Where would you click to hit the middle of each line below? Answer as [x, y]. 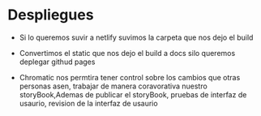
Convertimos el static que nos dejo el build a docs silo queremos [127, 53]
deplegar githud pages [57, 62]
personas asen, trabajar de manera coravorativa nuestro [113, 86]
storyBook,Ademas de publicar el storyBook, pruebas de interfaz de [133, 94]
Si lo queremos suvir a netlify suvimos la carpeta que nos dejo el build [136, 37]
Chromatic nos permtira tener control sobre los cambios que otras [130, 77]
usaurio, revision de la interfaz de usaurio [89, 103]
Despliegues [51, 15]
